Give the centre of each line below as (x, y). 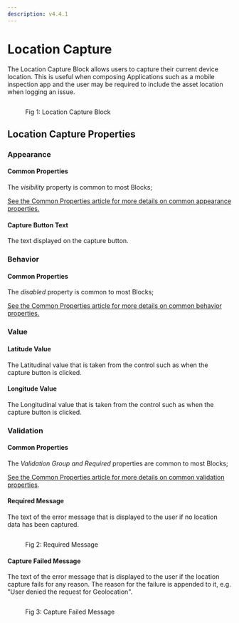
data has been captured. (43, 525)
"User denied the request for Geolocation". (70, 592)
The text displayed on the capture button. (68, 241)
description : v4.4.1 (38, 14)
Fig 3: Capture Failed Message (70, 612)
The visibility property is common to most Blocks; (80, 187)
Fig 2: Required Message (62, 545)
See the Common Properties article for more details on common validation (116, 477)
